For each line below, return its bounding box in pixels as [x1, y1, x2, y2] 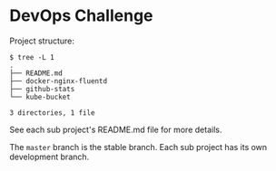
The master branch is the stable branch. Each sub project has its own [9, 141, 268, 152]
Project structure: [9, 35, 75, 46]
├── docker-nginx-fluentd [9, 76, 107, 86]
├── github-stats [9, 84, 75, 93]
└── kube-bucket [9, 92, 71, 101]
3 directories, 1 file [9, 108, 95, 118]
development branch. [9, 151, 90, 162]
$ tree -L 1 [9, 52, 54, 62]
